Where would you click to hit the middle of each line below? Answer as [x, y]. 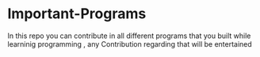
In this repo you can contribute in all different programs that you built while [129, 36]
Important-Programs [77, 14]
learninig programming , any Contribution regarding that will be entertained [130, 44]
